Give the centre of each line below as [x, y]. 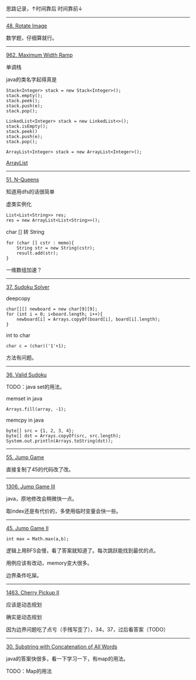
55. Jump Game [25, 457]
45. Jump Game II [27, 528]
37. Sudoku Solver [28, 287]
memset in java [24, 398]
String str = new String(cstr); [56, 248]
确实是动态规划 [24, 617]
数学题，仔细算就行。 [32, 38]
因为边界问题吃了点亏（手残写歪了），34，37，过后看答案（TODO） [87, 629]
